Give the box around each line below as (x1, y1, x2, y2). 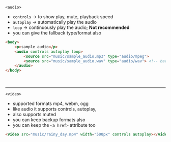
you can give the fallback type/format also (12, 30, 102, 35)
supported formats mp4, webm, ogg (12, 100, 89, 106)
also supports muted (12, 112, 56, 118)
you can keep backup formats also (12, 117, 85, 123)
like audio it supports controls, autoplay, (12, 106, 97, 112)
